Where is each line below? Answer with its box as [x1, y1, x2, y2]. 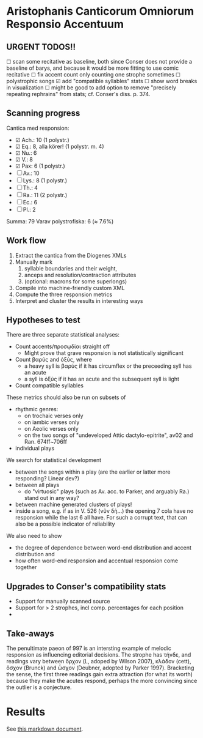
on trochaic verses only [24, 412, 84, 420]
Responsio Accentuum [6, 17, 124, 31]
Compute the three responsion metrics [15, 291, 113, 298]
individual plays [15, 445, 55, 452]
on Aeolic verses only [24, 425, 79, 433]
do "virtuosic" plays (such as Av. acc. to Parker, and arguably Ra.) [24, 488, 190, 495]
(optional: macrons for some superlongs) [24, 277, 127, 285]
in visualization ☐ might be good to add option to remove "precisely [6, 84, 177, 91]
